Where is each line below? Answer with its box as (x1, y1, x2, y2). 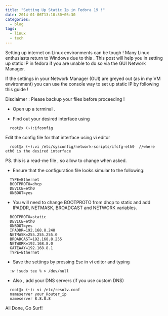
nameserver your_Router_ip (10, 292, 67, 297)
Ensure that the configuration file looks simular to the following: (12, 167, 145, 173)
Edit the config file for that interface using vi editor (5, 134, 110, 140)
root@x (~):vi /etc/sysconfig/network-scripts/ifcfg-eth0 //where (10, 144, 155, 149)
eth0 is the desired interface (5, 148, 71, 153)
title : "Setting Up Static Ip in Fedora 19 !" (5, 7, 105, 13)
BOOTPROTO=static (10, 214, 47, 219)
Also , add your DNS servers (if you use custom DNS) (12, 277, 124, 284)
